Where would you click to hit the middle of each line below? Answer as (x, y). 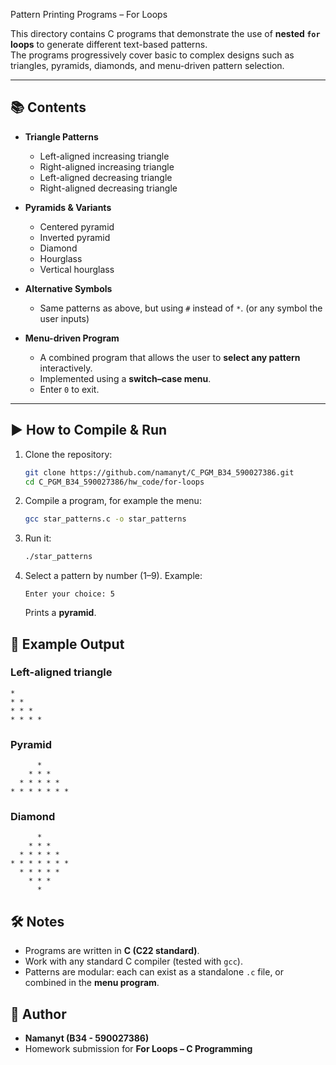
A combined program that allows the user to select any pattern (170, 357)
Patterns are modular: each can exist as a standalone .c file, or (154, 972)
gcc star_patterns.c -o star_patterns (105, 519)
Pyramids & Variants (68, 207)
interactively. (66, 368)
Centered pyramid (77, 226)
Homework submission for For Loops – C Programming (138, 1049)
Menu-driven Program (72, 338)
